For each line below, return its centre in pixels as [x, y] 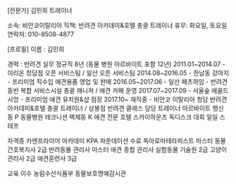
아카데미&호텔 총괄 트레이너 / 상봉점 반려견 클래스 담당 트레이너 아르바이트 [109, 108]
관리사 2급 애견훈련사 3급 [42, 158]
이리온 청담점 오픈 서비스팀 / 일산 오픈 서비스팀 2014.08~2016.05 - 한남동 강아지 [118, 73]
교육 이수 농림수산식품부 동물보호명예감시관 [67, 173]
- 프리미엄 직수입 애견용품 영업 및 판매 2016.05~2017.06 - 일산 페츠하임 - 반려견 [117, 82]
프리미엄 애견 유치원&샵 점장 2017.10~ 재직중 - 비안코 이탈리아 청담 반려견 [126, 99]
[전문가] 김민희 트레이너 [40, 10]
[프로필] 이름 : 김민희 [36, 49]
